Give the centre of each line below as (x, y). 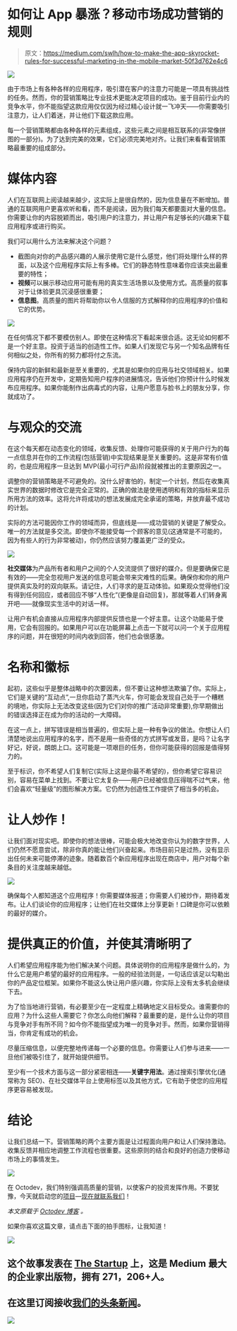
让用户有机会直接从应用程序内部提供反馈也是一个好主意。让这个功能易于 (112, 619)
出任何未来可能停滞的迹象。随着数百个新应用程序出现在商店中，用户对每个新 (119, 858)
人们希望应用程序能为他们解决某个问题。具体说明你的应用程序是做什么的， (115, 965)
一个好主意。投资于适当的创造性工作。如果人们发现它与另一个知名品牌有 (118, 346)
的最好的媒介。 (29, 913)
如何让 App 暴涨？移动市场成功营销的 (115, 14)
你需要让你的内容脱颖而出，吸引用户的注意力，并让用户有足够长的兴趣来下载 (119, 217)
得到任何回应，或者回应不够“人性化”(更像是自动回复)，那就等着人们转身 (117, 595)
